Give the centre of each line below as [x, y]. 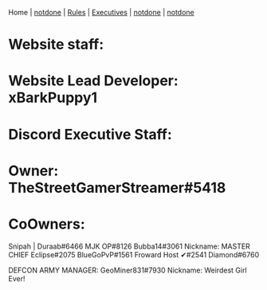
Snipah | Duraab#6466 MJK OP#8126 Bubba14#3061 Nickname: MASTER [130, 246]
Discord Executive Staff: [90, 134]
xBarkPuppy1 [53, 98]
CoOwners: [47, 224]
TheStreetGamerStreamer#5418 [117, 188]
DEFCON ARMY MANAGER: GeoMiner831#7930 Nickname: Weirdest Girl [128, 270]
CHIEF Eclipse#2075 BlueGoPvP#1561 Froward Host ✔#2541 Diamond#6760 [134, 254]
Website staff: [56, 45]
